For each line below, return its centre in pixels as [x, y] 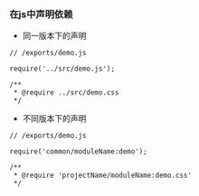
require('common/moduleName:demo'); [78, 152]
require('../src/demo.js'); [62, 69]
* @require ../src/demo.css [66, 93]
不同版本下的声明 [54, 119]
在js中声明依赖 [41, 14]
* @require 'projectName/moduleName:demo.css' [103, 176]
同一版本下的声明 [54, 36]
